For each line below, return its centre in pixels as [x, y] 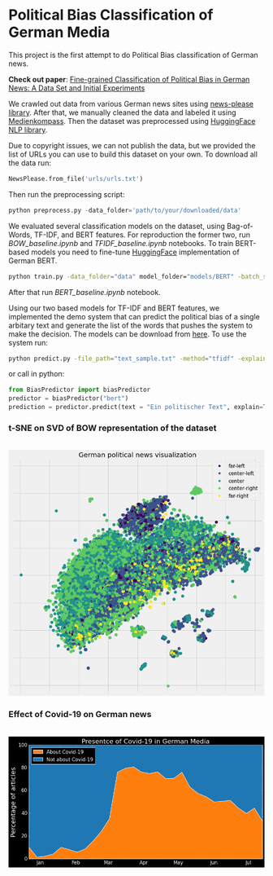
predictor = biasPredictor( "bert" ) [69, 398]
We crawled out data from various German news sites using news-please [131, 103]
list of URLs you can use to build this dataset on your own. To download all [133, 154]
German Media [59, 32]
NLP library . [28, 130]
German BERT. [33, 260]
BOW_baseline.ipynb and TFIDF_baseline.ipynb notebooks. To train [121, 243]
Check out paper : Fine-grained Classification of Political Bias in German [129, 79]
